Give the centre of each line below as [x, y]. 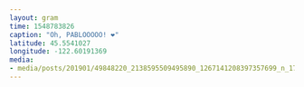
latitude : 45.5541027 [50, 43]
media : [22, 60]
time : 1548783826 [42, 26]
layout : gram [34, 18]
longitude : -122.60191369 [58, 52]
